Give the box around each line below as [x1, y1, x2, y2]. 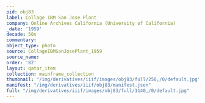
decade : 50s [6, 32, 37, 38]
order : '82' [6, 59, 37, 65]
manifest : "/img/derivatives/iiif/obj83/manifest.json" [6, 82, 151, 88]
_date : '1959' [6, 25, 43, 32]
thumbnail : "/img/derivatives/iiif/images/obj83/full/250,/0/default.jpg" [6, 76, 201, 82]
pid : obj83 [6, 8, 34, 15]
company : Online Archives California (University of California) [6, 20, 176, 26]
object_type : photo [6, 43, 56, 49]
